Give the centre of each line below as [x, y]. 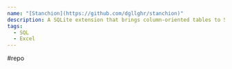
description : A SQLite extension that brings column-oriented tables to [114, 20]
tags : [15, 26]
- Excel [25, 39]
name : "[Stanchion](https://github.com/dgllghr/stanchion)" [96, 13]
